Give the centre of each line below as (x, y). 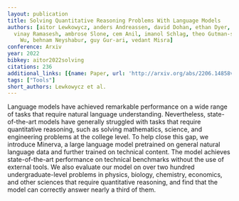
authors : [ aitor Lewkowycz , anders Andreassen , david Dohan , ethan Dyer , (119, 27)
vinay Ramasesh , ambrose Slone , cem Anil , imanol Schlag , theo (109, 34)
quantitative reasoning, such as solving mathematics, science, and (105, 129)
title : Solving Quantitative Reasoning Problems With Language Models (114, 21)
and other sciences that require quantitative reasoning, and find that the (113, 183)
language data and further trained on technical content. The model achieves (119, 152)
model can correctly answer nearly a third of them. (82, 190)
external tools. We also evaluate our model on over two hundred (101, 167)
